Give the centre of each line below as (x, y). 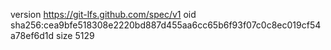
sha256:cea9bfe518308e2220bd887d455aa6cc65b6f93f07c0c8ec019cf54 (166, 25)
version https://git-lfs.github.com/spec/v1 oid (103, 14)
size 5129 (75, 35)
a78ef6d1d (32, 35)
